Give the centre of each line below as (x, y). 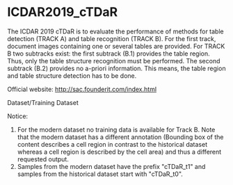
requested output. (43, 159)
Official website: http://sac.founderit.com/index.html (82, 89)
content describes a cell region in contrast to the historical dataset (112, 144)
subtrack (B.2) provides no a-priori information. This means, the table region (116, 68)
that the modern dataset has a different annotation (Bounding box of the (120, 137)
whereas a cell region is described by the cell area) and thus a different (119, 152)
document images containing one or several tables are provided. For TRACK (116, 46)
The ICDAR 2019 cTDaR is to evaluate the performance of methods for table (115, 31)
